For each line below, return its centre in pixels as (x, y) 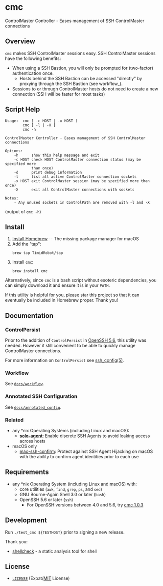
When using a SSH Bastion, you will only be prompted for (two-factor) (82, 68)
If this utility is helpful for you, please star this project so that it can (72, 295)
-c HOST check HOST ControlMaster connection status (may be (77, 159)
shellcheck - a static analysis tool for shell (54, 551)
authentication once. (33, 73)
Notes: (12, 198)
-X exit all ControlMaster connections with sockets (74, 190)
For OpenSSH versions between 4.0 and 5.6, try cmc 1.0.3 (85, 504)
